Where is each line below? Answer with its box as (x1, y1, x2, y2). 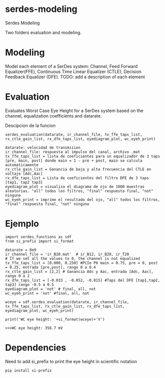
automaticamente (5, 162, 39, 167)
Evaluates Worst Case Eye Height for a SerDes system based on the (5, 108, 144, 114)
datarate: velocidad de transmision (5, 145, 81, 150)
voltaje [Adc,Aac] (5, 171, 43, 176)
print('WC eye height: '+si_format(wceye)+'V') (5, 316, 105, 322)
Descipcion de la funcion (5, 123, 56, 128)
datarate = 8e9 (5, 247, 37, 252)
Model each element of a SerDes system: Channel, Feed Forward (5, 63, 138, 69)
